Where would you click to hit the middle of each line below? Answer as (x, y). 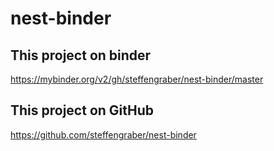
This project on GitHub (82, 110)
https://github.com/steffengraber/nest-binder (103, 134)
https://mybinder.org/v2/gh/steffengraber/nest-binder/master (137, 79)
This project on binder (81, 55)
